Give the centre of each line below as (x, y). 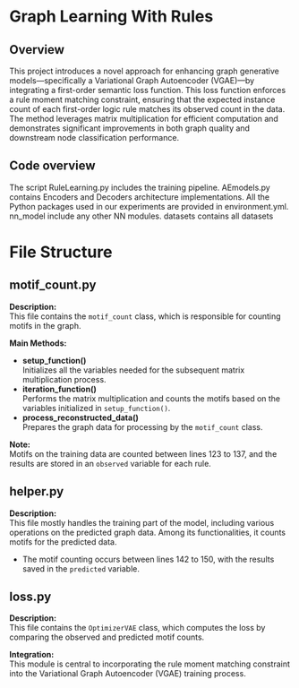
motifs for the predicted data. (63, 542)
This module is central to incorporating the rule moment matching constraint (150, 664)
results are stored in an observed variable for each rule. (111, 463)
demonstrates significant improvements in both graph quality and (130, 128)
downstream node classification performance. (94, 138)
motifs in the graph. (45, 325)
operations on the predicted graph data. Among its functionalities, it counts (148, 532)
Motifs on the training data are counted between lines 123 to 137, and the (143, 453)
